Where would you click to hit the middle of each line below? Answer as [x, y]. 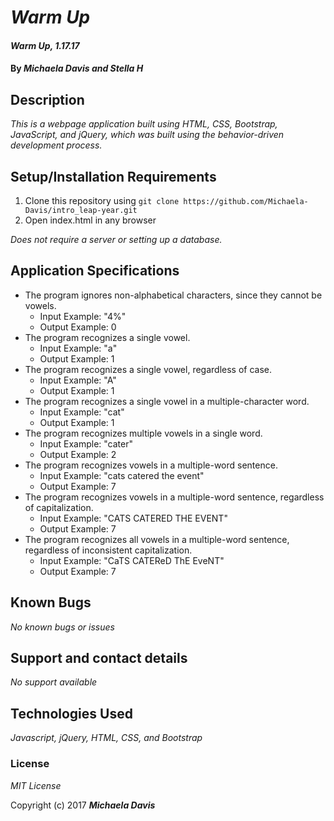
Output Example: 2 [78, 454]
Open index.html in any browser [90, 220]
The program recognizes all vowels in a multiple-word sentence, [157, 539]
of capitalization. [59, 507]
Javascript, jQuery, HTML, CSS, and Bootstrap [106, 738]
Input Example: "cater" [86, 443]
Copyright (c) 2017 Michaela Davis [83, 805]
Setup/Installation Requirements [113, 176]
